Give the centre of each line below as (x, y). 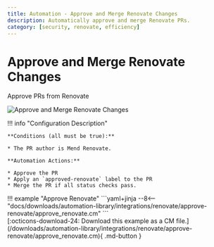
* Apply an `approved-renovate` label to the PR (80, 179)
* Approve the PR (33, 173)
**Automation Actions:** (44, 161)
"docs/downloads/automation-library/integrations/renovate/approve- (107, 206)
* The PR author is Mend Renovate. (59, 148)
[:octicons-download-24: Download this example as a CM (91, 221)
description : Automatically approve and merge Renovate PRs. (99, 20)
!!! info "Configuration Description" (57, 123)
